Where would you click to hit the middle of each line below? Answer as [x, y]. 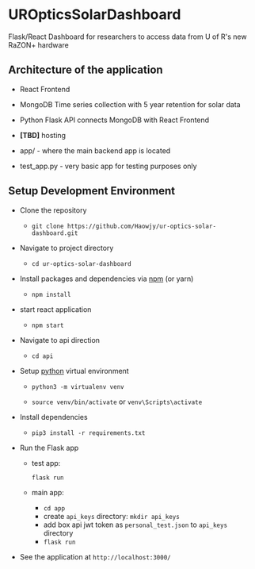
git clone [48, 226]
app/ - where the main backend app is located [95, 150]
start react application [55, 309]
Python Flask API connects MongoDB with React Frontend [114, 120]
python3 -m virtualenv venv [78, 386]
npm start [48, 325]
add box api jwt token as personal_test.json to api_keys [135, 525]
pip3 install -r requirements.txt [88, 433]
